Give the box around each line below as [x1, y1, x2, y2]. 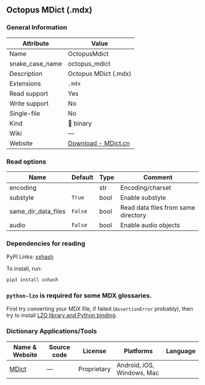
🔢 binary [68, 119, 92, 127]
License [82, 346, 107, 355]
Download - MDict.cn [68, 139, 130, 148]
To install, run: [6, 265, 42, 272]
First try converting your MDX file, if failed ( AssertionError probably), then [6, 305, 193, 313]
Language [165, 346, 196, 355]
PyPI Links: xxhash [6, 253, 54, 261]
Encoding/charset [120, 183, 171, 192]
